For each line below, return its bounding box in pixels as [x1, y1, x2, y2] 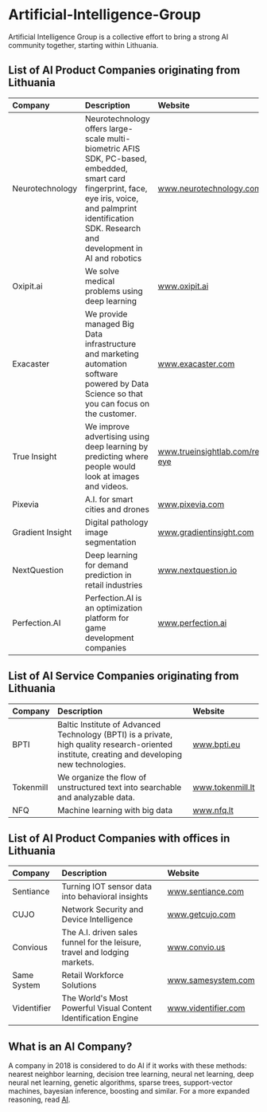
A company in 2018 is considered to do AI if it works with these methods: [8, 1061, 247, 1071]
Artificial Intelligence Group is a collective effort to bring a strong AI [8, 32, 229, 41]
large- [108, 123, 133, 134]
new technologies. [57, 759, 126, 770]
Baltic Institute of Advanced [57, 719, 161, 730]
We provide [84, 308, 128, 320]
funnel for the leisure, [61, 937, 141, 948]
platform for [84, 612, 130, 623]
